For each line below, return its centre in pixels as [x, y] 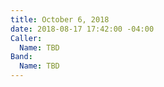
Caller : [26, 38]
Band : [21, 57]
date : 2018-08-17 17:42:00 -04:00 [82, 29]
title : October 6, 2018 [60, 19]
